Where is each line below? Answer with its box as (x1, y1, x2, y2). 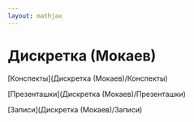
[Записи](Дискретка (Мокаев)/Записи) (7, 104, 143, 114)
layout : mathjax (7, 11, 63, 20)
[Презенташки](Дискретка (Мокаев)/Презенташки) (7, 89, 186, 99)
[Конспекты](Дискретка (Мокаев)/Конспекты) (7, 74, 168, 83)
